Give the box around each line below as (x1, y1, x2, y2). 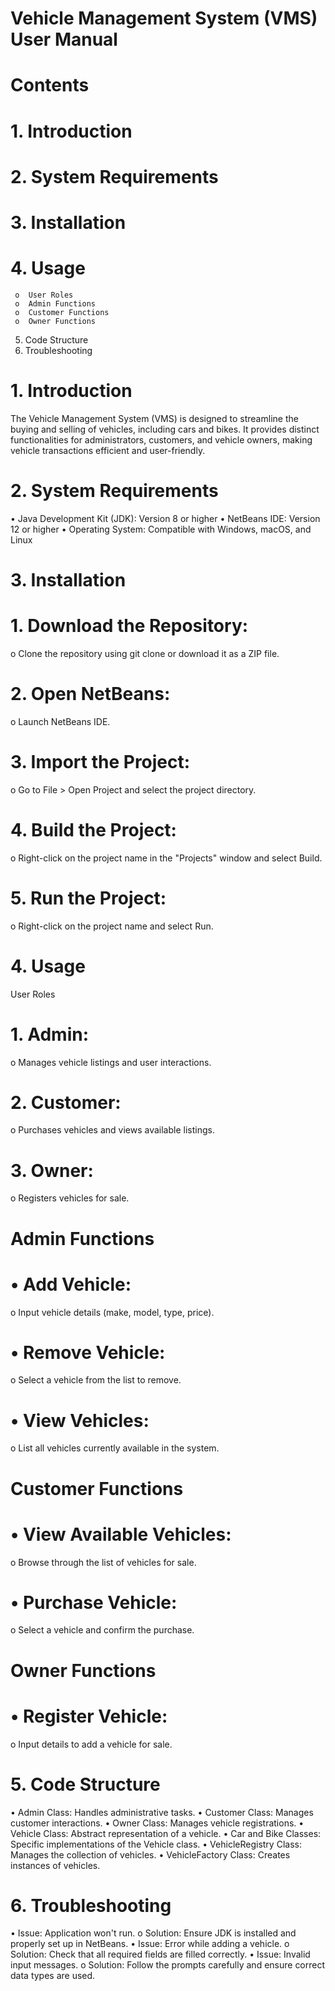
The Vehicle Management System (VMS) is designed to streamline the (10, 412, 299, 424)
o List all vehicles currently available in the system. (10, 1442, 220, 1454)
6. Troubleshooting (10, 1894, 172, 1917)
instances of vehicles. (10, 1859, 101, 1871)
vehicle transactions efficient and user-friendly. (10, 444, 206, 456)
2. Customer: (10, 1091, 122, 1114)
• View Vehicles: (10, 1409, 150, 1432)
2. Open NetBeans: (10, 683, 171, 706)
